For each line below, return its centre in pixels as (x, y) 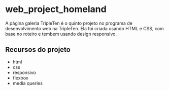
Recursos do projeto (38, 50)
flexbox (21, 78)
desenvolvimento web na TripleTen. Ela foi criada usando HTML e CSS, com (84, 28)
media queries (28, 83)
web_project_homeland (56, 9)
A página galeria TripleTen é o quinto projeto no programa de (69, 23)
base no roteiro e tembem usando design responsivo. (61, 34)
